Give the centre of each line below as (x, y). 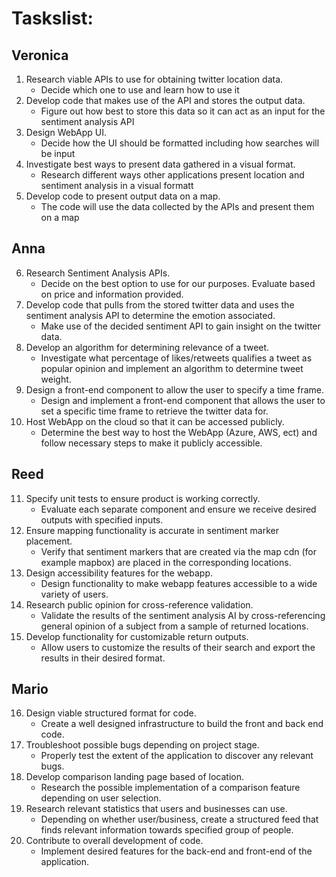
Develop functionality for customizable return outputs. (137, 636)
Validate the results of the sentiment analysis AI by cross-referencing (183, 615)
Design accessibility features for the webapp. (119, 573)
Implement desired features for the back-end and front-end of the (176, 851)
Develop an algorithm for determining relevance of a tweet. (147, 347)
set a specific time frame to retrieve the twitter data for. (154, 411)
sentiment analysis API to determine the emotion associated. (150, 315)
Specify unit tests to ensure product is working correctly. (143, 498)
